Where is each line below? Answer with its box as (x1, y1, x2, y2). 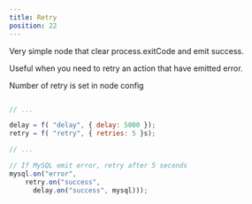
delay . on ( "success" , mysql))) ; (32, 185, 149, 195)
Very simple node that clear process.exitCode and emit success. (9, 45, 245, 56)
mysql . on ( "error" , (9, 169, 77, 178)
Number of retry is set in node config (9, 80, 144, 90)
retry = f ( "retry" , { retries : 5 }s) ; (9, 129, 157, 138)
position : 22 (9, 21, 57, 30)
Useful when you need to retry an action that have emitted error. (9, 63, 243, 74)
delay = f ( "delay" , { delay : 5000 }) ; (9, 121, 157, 129)
